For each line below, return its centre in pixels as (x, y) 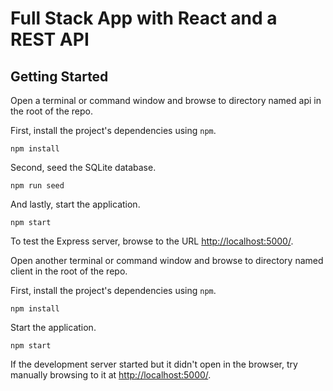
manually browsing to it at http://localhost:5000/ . (111, 375)
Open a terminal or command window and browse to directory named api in (166, 100)
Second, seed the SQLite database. (83, 167)
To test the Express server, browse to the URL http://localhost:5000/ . (152, 241)
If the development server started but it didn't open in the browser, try (154, 364)
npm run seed (37, 186)
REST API (50, 39)
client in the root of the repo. (69, 271)
